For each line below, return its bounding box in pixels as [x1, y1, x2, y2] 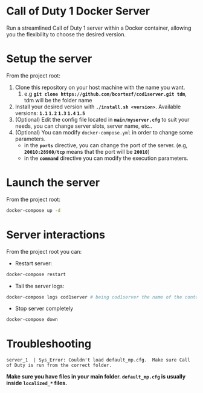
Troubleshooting [6, 337, 92, 351]
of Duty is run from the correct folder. [6, 362, 112, 369]
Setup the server [6, 52, 92, 66]
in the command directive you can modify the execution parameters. [24, 154, 188, 162]
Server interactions [6, 228, 106, 242]
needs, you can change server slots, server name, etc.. [14, 122, 153, 130]
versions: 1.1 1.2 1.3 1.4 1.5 [14, 109, 86, 116]
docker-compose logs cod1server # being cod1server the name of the [6, 294, 182, 300]
